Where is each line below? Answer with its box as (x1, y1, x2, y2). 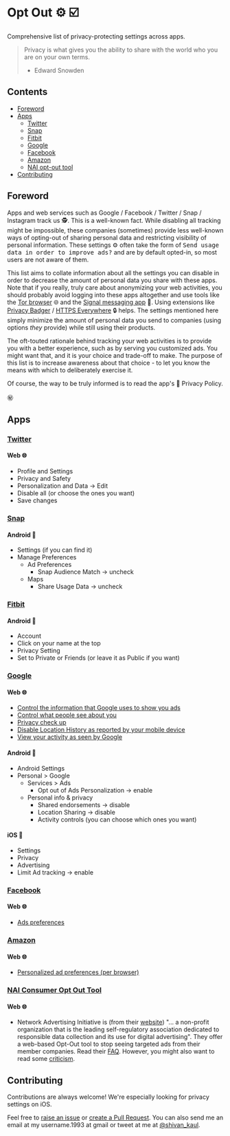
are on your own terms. (23, 52, 91, 61)
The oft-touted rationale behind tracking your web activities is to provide (7, 336, 212, 345)
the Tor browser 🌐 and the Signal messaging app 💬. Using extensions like (7, 298, 215, 306)
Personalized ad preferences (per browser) (16, 968, 139, 976)
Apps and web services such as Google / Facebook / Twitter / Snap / (7, 208, 202, 217)
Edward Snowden (34, 66, 84, 74)
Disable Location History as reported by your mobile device (16, 726, 185, 734)
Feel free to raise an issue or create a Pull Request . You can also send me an (7, 1113, 224, 1122)
